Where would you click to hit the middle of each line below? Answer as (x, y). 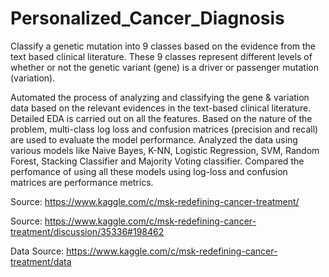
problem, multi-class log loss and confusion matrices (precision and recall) (164, 129)
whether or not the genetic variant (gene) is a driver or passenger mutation (164, 67)
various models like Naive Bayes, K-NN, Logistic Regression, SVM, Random (165, 150)
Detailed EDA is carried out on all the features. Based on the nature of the (161, 118)
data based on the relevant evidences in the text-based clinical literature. (161, 108)
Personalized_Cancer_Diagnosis (147, 18)
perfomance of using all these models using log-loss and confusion (149, 171)
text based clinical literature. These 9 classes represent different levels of (161, 56)
